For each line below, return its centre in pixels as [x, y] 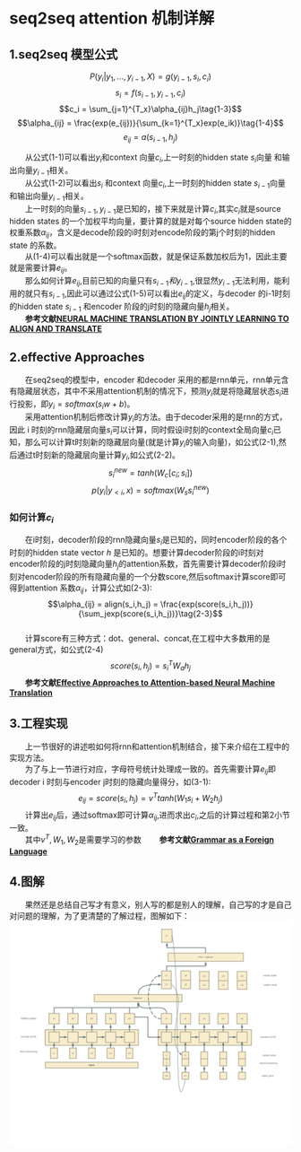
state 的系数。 [35, 245]
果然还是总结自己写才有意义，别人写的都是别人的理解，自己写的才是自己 [159, 905]
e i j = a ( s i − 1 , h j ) [150, 138]
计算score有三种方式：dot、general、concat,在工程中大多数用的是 [148, 638]
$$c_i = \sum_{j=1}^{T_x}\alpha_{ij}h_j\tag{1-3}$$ [150, 109]
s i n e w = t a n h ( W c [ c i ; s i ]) [150, 473]
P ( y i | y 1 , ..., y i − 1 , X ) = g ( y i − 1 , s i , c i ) [150, 77]
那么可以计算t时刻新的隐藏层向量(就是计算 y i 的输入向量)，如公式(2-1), [152, 443]
